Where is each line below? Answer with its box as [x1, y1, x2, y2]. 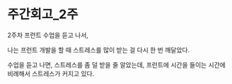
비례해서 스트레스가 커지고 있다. [7, 69, 95, 78]
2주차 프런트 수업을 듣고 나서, [7, 31, 88, 39]
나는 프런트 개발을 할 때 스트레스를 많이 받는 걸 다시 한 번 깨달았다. [7, 45, 190, 54]
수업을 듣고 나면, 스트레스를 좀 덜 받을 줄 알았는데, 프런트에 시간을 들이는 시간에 [7, 60, 226, 69]
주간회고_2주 [7, 6, 79, 22]
